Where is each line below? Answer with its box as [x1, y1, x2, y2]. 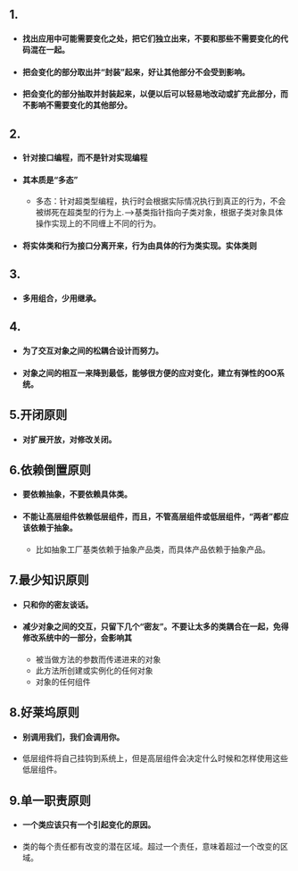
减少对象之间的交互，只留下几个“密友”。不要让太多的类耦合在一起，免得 [21, 621, 289, 632]
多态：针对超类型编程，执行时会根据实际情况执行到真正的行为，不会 [35, 196, 286, 206]
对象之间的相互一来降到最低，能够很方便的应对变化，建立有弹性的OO [21, 367, 277, 378]
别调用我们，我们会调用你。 [21, 732, 125, 742]
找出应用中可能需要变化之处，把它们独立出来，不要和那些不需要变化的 [21, 33, 281, 44]
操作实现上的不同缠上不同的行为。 [35, 218, 161, 229]
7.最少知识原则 [9, 573, 89, 588]
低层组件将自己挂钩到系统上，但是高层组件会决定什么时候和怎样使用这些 [21, 753, 288, 764]
